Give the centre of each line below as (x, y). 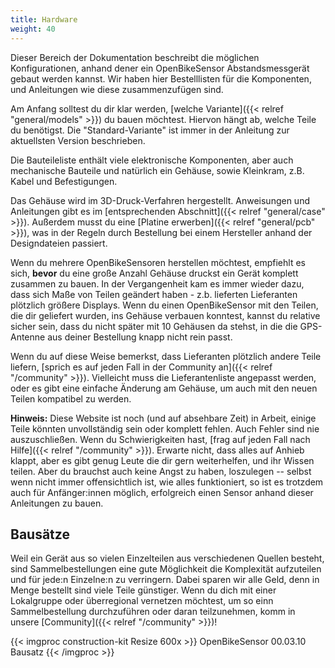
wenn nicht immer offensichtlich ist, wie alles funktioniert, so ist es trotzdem (167, 482)
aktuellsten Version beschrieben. (78, 140)
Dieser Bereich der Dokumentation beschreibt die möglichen (135, 57)
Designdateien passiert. (59, 243)
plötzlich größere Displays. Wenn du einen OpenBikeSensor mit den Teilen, (164, 305)
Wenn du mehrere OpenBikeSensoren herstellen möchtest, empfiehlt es (158, 262)
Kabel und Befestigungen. (64, 181)
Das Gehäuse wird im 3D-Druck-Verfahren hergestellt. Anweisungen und (160, 200)
